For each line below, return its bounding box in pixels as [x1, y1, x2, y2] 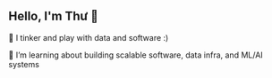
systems [8, 58, 39, 69]
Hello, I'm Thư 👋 [8, 9, 99, 24]
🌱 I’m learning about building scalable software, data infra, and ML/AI [8, 50, 263, 60]
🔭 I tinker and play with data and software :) [8, 32, 169, 43]
